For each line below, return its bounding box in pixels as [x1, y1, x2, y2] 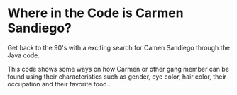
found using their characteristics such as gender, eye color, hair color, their [7, 72, 227, 81]
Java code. [7, 51, 40, 60]
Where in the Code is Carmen [7, 5, 184, 21]
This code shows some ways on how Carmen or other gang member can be [7, 65, 229, 73]
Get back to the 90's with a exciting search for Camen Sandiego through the [7, 43, 231, 52]
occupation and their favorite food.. [7, 79, 111, 88]
